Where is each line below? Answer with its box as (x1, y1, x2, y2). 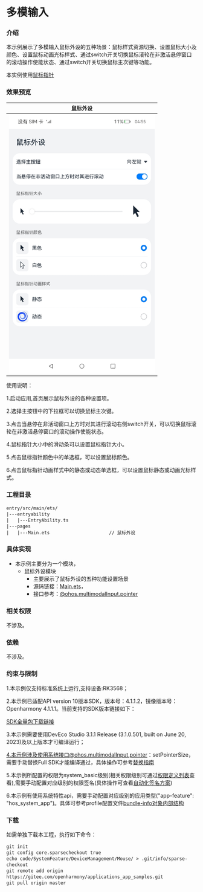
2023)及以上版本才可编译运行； (6, 738, 85, 745)
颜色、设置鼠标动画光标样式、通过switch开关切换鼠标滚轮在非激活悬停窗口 (6, 51, 192, 58)
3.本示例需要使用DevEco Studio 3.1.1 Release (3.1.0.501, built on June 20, (6, 731, 186, 738)
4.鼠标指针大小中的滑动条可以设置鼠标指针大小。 (6, 441, 128, 448)
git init (6, 844, 28, 850)
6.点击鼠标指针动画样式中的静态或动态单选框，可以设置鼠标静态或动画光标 (6, 467, 192, 474)
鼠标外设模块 (24, 567, 56, 575)
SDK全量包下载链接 (6, 717, 54, 725)
